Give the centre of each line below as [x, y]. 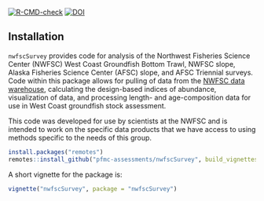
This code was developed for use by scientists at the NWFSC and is [118, 121]
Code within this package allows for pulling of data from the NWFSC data [126, 80]
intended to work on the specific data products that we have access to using [132, 129]
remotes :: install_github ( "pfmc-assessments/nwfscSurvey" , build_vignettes [133, 159]
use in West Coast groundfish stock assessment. [87, 105]
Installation [36, 37]
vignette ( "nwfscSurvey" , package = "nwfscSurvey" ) [93, 188]
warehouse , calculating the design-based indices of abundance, [112, 89]
